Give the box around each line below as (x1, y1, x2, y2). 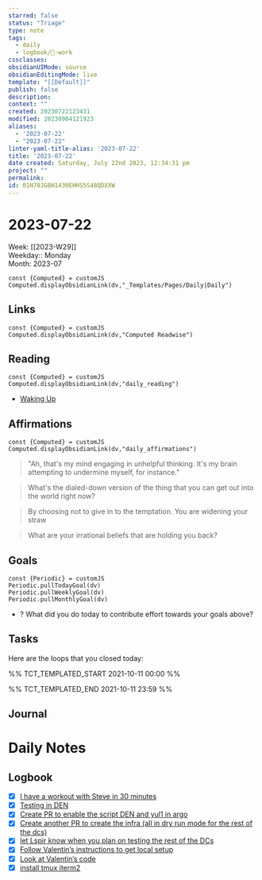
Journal (8, 708, 48, 721)
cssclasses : (8, 56, 48, 64)
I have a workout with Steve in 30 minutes (19, 792, 157, 801)
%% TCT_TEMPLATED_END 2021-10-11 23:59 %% (8, 684, 173, 693)
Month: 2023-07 (8, 259, 62, 268)
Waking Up (19, 394, 56, 403)
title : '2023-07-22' (8, 152, 77, 160)
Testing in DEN (19, 801, 69, 810)
